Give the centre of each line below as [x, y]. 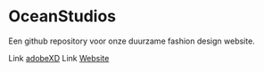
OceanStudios [62, 16]
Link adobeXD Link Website [59, 58]
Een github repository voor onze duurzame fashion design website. [132, 41]
